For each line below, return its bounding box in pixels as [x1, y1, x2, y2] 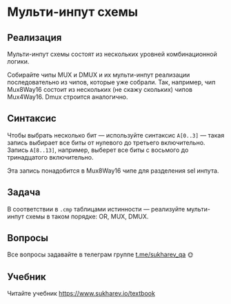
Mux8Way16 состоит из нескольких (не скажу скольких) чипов [7, 86, 193, 93]
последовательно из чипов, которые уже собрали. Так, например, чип [7, 78, 216, 86]
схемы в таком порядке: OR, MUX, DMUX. [26, 212, 149, 220]
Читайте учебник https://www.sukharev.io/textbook [7, 289, 155, 298]
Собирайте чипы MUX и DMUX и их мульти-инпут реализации [7, 70, 190, 79]
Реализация [7, 32, 62, 44]
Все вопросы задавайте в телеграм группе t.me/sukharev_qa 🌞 [7, 250, 194, 259]
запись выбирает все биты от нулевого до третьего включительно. [7, 138, 205, 146]
